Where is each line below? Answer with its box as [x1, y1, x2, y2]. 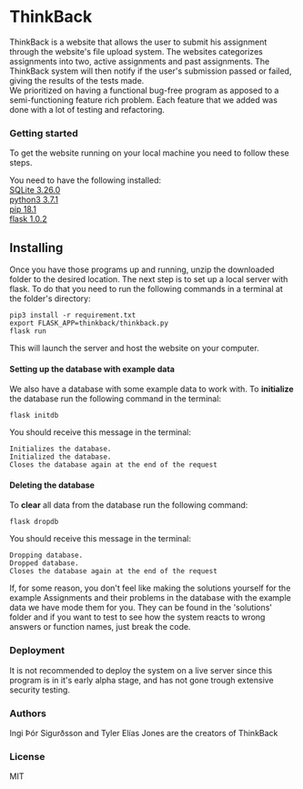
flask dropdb [9, 517, 59, 527]
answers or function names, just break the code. [9, 622, 191, 632]
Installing [9, 239, 64, 256]
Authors [9, 707, 47, 720]
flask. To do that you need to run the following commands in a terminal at [9, 284, 284, 295]
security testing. [9, 684, 71, 695]
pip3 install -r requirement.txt [9, 311, 136, 320]
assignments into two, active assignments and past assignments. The [9, 56, 270, 66]
